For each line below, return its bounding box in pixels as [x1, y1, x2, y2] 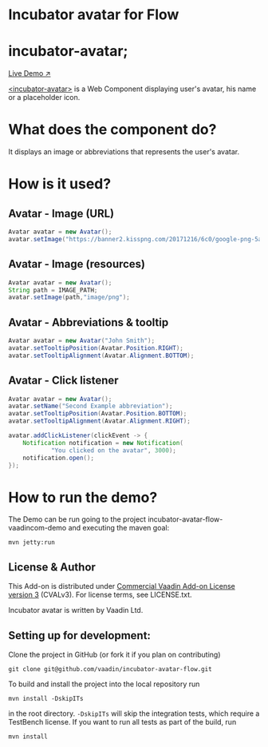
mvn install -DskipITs [8, 694, 84, 702]
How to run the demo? [8, 488, 158, 507]
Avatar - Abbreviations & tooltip [8, 316, 169, 329]
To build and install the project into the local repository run [8, 679, 200, 689]
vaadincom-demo [8, 523, 67, 533]
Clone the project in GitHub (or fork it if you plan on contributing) [8, 650, 221, 659]
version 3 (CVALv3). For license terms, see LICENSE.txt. [8, 590, 193, 600]
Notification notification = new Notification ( [22, 439, 183, 447]
